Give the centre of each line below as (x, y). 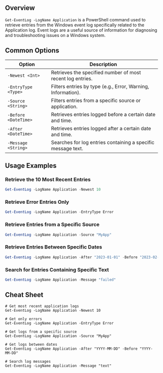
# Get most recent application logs (42, 306)
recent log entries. (72, 78)
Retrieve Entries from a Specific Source (52, 225)
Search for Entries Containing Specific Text (57, 269)
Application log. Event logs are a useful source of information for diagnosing (81, 30)
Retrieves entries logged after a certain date (101, 128)
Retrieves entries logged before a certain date (103, 114)
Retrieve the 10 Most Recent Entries (48, 179)
